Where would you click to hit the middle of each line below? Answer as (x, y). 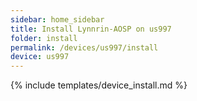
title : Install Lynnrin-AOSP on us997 (91, 29)
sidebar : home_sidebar (57, 19)
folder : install (44, 38)
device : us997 (40, 57)
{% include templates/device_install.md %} (99, 85)
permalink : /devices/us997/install (84, 47)
